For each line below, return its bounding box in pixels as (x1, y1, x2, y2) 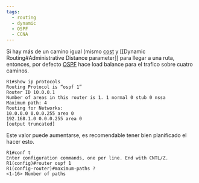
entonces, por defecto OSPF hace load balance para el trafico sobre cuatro (6, 61, 193, 68)
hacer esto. (6, 138, 34, 146)
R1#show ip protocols (6, 79, 61, 85)
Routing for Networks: (6, 105, 63, 112)
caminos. (6, 67, 29, 74)
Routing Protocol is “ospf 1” (6, 84, 83, 91)
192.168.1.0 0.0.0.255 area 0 (6, 116, 83, 122)
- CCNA (11, 31, 28, 37)
